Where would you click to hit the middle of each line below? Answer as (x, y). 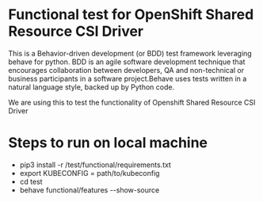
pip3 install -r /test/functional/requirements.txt (95, 165)
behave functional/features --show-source (90, 190)
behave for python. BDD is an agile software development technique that (127, 62)
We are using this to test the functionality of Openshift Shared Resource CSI (132, 102)
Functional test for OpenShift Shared (131, 15)
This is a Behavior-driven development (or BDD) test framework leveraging (130, 53)
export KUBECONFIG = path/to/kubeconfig (90, 173)
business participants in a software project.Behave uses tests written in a (128, 78)
